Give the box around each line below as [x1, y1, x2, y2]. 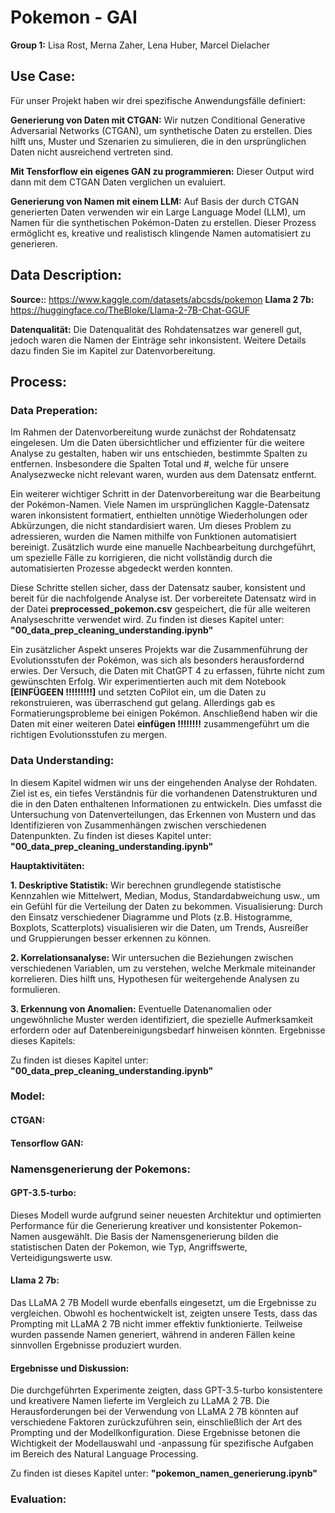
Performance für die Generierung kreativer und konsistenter [10, 1219, 258, 1231]
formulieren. [10, 983, 61, 995]
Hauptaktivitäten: [10, 859, 85, 871]
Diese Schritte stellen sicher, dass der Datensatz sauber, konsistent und [10, 582, 306, 594]
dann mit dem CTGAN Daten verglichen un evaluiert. [10, 176, 227, 188]
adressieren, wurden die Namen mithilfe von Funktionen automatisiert [10, 531, 297, 543]
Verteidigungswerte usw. [10, 1251, 113, 1263]
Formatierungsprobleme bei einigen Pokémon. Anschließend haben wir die [10, 707, 318, 720]
